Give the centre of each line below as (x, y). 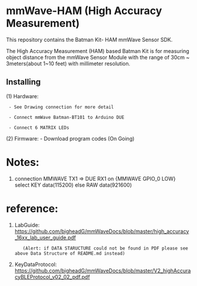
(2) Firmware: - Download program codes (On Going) (70, 138)
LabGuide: (27, 225)
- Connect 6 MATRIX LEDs (39, 128)
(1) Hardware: (23, 96)
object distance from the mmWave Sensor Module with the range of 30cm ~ (98, 57)
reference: (32, 209)
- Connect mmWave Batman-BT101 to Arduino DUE (67, 117)
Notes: (23, 162)
